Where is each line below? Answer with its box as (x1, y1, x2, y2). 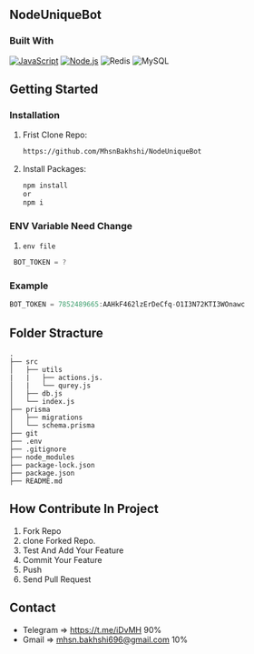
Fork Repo (22, 525, 62, 536)
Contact (9, 600, 56, 616)
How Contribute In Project (9, 501, 159, 517)
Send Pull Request (22, 573, 92, 585)
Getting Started (9, 82, 99, 97)
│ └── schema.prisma (9, 421, 95, 430)
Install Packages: (22, 164, 86, 175)
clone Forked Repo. (22, 535, 96, 546)
